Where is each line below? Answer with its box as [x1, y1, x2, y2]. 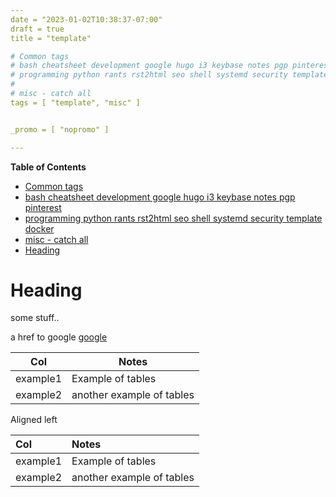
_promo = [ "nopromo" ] [10, 124, 110, 135]
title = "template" [10, 33, 92, 43]
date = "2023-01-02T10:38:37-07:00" [10, 14, 163, 25]
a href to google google [10, 331, 108, 343]
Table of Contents [10, 161, 87, 173]
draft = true [10, 24, 65, 34]
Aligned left [10, 414, 58, 426]
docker [24, 222, 55, 235]
